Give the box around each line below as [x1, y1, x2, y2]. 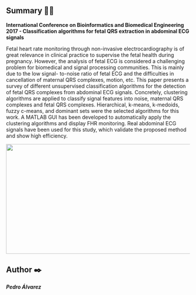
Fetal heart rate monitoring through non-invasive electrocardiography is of [6, 45, 185, 52]
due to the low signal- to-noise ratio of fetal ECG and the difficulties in [6, 70, 174, 77]
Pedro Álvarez [6, 283, 42, 290]
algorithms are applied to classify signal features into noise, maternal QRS [6, 95, 184, 102]
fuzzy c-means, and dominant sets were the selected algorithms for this [6, 107, 179, 114]
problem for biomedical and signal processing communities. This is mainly [6, 64, 184, 71]
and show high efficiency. [6, 132, 68, 139]
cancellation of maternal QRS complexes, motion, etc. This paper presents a [6, 76, 189, 83]
